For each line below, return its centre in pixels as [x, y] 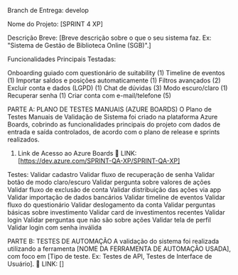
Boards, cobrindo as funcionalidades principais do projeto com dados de [114, 124]
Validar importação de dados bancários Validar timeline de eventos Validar [116, 197]
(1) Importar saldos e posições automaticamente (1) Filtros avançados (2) [114, 80]
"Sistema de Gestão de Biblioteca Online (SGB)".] [79, 45]
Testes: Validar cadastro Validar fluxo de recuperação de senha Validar [111, 174]
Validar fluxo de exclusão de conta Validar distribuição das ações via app [114, 190]
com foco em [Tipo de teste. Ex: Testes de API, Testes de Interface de [110, 256]
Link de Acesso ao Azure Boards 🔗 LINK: [77, 153]
